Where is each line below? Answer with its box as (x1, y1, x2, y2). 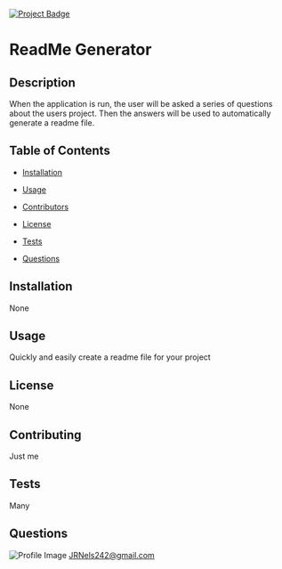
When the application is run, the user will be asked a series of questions (9, 99, 273, 109)
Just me (9, 451, 39, 462)
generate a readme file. (9, 118, 95, 128)
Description (9, 75, 76, 90)
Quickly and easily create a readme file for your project (9, 352, 211, 362)
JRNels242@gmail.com (68, 549, 156, 560)
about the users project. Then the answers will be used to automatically (9, 108, 271, 118)
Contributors (21, 201, 69, 212)
